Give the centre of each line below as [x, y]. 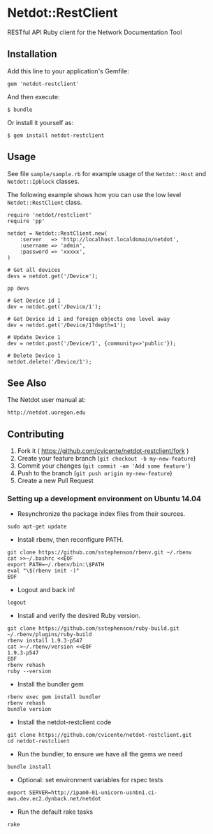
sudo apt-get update [37, 527]
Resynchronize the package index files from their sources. [101, 514]
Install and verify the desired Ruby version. [79, 616]
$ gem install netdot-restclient [56, 135]
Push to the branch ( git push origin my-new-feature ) [95, 473]
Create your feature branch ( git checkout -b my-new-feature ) [106, 459]
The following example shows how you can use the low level [94, 194]
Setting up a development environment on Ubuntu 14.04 [104, 499]
